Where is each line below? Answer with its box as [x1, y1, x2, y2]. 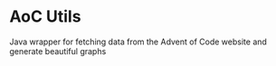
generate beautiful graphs [9, 45, 107, 56]
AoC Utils [9, 6, 81, 27]
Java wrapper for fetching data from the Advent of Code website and [9, 36, 267, 47]
